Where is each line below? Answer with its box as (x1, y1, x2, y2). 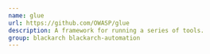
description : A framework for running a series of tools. (8, 26, 204, 34)
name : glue (8, 11, 45, 20)
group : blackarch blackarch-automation (8, 33, 141, 42)
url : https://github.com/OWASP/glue (8, 19, 130, 27)
